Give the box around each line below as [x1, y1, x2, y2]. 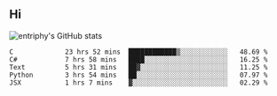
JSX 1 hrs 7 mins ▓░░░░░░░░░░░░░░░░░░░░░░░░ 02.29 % [9, 78, 268, 87]
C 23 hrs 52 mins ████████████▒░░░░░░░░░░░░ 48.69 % [9, 48, 268, 56]
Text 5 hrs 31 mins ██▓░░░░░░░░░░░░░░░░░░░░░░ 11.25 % [9, 63, 268, 71]
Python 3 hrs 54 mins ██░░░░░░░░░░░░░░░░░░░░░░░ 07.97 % [9, 70, 268, 79]
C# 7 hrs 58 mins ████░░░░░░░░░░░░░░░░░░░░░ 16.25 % [9, 55, 268, 64]
